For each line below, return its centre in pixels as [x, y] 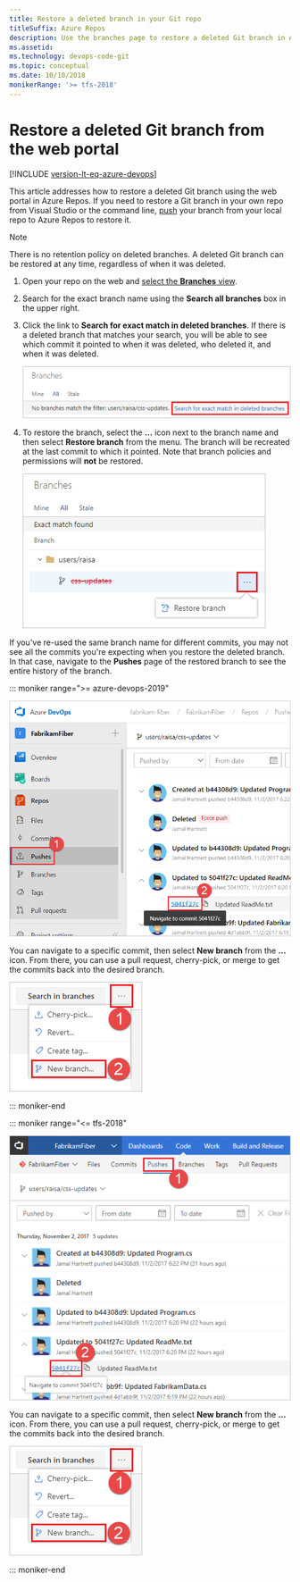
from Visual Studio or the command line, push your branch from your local [146, 210]
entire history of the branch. [61, 671]
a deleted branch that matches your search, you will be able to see [145, 334]
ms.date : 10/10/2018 [48, 76]
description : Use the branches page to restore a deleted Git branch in [147, 38]
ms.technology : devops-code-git [69, 57]
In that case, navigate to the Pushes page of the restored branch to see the [148, 661]
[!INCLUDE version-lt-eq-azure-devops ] [83, 173]
